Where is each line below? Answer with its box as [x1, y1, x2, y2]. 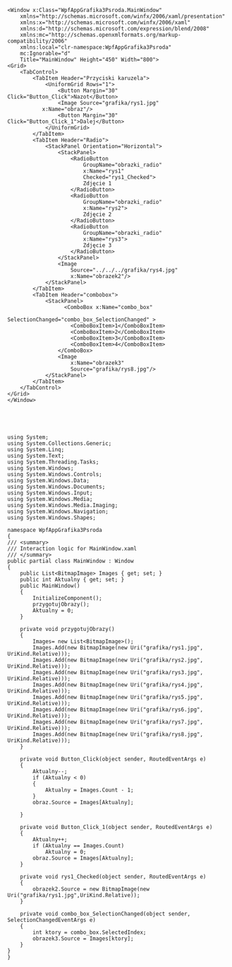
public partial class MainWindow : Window [7, 557, 134, 564]
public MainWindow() [20, 582, 80, 589]
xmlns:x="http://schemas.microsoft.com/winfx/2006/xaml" [20, 19, 191, 26]
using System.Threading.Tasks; [7, 458, 99, 465]
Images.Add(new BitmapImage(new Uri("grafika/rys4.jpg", [32, 681, 203, 688]
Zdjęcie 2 [83, 211, 112, 218]
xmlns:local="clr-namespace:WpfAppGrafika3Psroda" [20, 44, 172, 51]
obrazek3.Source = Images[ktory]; [32, 935, 134, 942]
